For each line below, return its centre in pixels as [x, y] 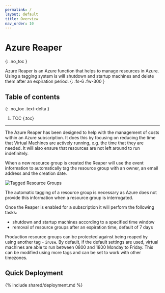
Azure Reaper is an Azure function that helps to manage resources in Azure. [82, 71]
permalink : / [18, 10]
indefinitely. [17, 153]
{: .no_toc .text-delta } [27, 109]
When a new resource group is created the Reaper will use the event [74, 163]
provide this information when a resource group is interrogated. [69, 198]
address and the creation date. [36, 173]
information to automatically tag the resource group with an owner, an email [82, 168]
